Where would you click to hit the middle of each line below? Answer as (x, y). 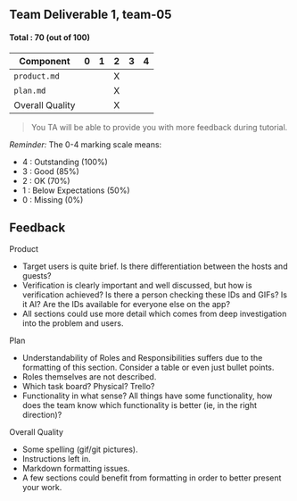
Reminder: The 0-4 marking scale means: (86, 144)
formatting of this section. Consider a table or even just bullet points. (148, 367)
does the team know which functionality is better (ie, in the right (139, 405)
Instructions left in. (56, 459)
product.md (37, 76)
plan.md (30, 90)
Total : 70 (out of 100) (50, 37)
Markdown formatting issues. (76, 469)
